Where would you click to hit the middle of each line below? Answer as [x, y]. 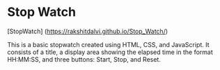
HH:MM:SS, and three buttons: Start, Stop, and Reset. [84, 59]
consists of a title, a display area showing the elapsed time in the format [110, 52]
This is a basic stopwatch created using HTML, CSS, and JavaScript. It [109, 44]
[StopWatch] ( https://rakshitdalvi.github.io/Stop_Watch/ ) [88, 31]
